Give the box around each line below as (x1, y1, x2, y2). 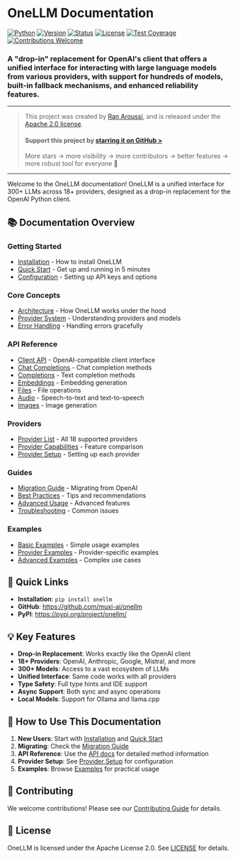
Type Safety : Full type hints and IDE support (17, 680, 147, 688)
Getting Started (7, 241, 62, 251)
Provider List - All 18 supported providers (17, 435, 138, 444)
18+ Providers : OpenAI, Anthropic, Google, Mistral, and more (17, 657, 196, 666)
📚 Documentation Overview (7, 216, 135, 228)
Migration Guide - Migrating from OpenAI (17, 484, 138, 492)
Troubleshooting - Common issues (17, 506, 119, 515)
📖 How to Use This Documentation (7, 715, 161, 727)
